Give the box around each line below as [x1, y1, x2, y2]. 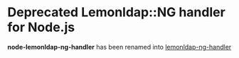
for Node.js [7, 19, 75, 35]
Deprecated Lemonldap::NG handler [7, 4, 225, 21]
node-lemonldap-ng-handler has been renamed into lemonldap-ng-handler [7, 42, 232, 51]
